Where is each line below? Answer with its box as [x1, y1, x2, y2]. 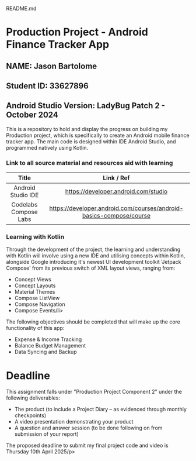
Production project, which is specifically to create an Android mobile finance [6, 132, 190, 139]
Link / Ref [103, 174, 130, 182]
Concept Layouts [14, 282, 56, 289]
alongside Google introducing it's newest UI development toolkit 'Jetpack [6, 259, 181, 266]
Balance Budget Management [14, 342, 86, 349]
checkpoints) [14, 412, 47, 419]
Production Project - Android [6, 26, 149, 39]
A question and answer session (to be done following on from [14, 424, 163, 432]
